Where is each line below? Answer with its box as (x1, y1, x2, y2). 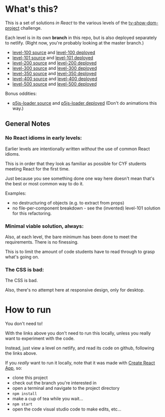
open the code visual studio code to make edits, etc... (12, 406, 122, 412)
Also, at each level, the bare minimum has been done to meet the (5, 234, 137, 240)
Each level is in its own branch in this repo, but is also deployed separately (5, 35, 157, 41)
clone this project (12, 375, 48, 381)
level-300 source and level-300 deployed (12, 65, 97, 71)
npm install (12, 391, 37, 396)
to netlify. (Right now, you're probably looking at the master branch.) (5, 40, 144, 45)
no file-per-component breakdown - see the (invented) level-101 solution (12, 205, 161, 211)
